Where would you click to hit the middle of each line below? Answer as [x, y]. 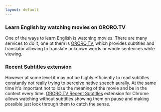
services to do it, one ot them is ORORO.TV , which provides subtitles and [80, 43]
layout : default [22, 10]
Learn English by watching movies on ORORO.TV [66, 27]
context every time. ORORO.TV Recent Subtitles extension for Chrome [77, 94]
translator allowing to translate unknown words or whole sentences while [80, 48]
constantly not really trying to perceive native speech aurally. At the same [80, 83]
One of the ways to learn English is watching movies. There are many [76, 38]
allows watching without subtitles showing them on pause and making [77, 99]
